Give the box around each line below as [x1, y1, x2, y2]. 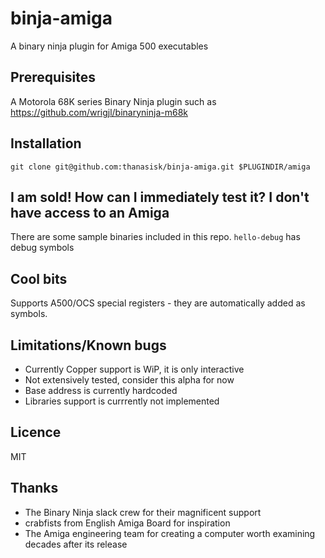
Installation [10, 135, 82, 152]
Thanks [10, 480, 59, 497]
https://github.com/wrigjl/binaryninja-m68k [10, 106, 188, 118]
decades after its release [24, 538, 128, 550]
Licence [10, 424, 62, 441]
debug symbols [10, 242, 75, 254]
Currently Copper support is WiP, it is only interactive [24, 363, 245, 375]
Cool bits [10, 270, 68, 287]
